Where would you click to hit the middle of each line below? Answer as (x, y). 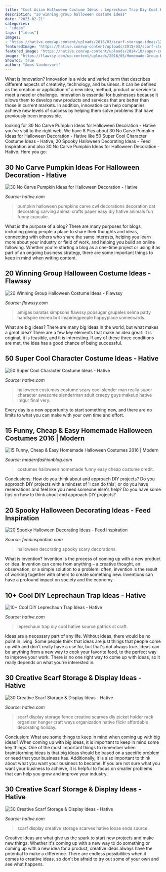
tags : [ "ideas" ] (22, 33)
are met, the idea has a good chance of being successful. (64, 343)
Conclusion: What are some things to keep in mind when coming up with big (83, 737)
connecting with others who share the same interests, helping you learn (78, 237)
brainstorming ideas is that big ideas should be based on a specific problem (82, 753)
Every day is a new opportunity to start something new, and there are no (79, 410)
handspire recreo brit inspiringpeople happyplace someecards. (81, 317)
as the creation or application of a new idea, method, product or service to (81, 90)
